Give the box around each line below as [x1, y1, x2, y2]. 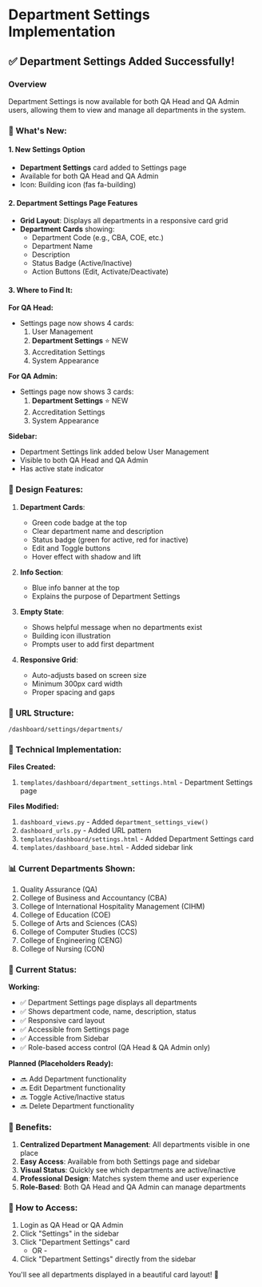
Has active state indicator [19, 464, 105, 474]
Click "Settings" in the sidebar [19, 1229, 120, 1238]
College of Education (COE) [19, 910, 111, 920]
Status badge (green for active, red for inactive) [31, 535, 189, 544]
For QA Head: [8, 303, 54, 313]
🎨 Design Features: [8, 484, 84, 495]
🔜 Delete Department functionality [19, 1101, 134, 1110]
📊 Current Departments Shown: [8, 863, 136, 874]
